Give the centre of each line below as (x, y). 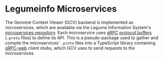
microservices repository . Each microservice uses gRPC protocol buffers (78, 32)
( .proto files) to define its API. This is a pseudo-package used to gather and (82, 38)
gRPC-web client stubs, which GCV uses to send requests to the (70, 48)
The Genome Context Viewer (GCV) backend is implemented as (69, 22)
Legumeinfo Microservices (61, 9)
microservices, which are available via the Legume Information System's (78, 27)
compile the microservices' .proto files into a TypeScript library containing (80, 43)
